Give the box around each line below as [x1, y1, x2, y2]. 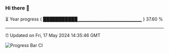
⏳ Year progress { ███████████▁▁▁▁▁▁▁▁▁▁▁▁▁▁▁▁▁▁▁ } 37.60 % [5, 16, 163, 22]
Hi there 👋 [5, 4, 30, 11]
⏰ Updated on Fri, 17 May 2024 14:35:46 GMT [5, 32, 101, 38]
